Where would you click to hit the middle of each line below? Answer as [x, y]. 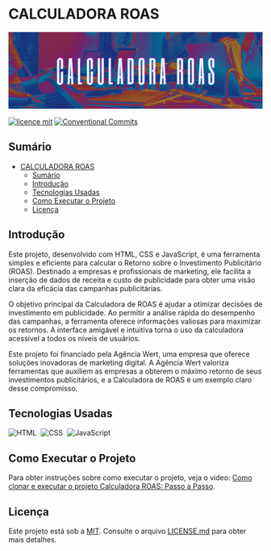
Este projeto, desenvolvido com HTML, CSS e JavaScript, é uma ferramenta [134, 254]
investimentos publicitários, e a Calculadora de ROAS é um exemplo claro [130, 379]
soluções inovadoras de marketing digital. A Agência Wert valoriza [119, 362]
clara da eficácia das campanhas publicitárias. [85, 288]
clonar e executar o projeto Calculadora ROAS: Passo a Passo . [112, 486]
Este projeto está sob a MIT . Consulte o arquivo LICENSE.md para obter [127, 531]
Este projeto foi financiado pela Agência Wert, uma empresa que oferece [129, 354]
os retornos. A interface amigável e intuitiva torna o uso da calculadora [126, 330]
